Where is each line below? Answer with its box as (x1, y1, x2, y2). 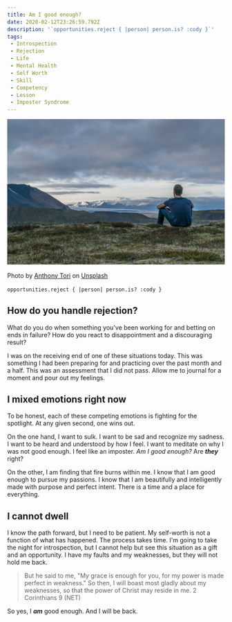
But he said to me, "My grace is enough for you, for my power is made (23, 571, 224, 580)
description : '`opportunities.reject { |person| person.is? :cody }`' (7, 26, 215, 33)
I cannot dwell (7, 510, 69, 522)
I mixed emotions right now (7, 393, 126, 405)
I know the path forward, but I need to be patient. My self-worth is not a (7, 528, 211, 537)
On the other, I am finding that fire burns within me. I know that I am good (7, 468, 215, 477)
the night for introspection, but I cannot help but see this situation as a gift (7, 544, 217, 552)
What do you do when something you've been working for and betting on (7, 323, 215, 332)
